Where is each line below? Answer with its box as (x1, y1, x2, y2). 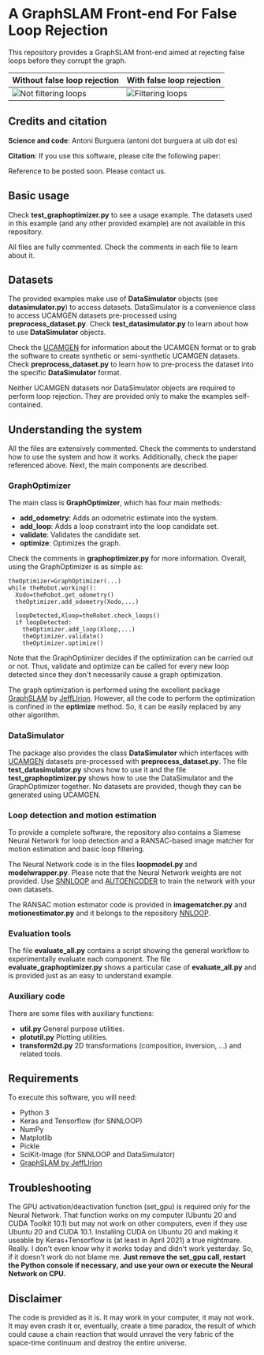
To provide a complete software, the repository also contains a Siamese (8, 828, 242, 837)
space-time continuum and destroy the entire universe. (8, 1338, 187, 1348)
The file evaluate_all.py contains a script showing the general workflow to (8, 946, 250, 955)
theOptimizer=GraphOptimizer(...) (8, 577, 122, 586)
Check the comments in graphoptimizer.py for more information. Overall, (8, 553, 247, 564)
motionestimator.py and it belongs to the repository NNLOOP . (8, 908, 211, 918)
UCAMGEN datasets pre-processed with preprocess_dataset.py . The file (8, 756, 247, 765)
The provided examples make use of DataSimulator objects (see (8, 294, 218, 303)
